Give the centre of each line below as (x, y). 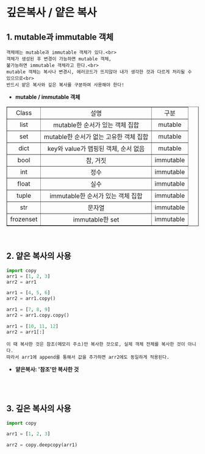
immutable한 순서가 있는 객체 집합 (96, 196)
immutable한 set (96, 219)
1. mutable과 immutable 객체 (60, 37)
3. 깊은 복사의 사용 (39, 409)
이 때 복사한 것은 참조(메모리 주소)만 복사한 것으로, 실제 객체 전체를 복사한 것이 (96, 344)
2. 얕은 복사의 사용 (39, 256)
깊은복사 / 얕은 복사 (52, 13)
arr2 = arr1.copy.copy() (38, 315)
